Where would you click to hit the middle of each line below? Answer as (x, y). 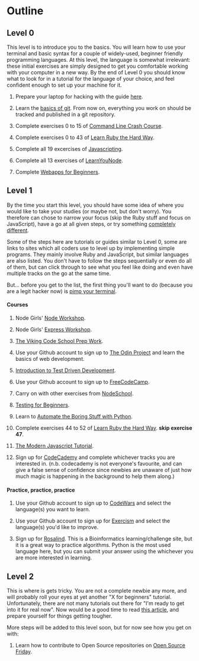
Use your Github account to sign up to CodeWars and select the (93, 503)
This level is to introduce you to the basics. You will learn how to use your (96, 47)
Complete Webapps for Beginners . (57, 172)
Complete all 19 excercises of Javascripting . (69, 149)
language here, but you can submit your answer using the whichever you (104, 552)
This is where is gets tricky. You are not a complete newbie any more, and (97, 591)
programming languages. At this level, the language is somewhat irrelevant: (99, 60)
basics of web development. (50, 359)
